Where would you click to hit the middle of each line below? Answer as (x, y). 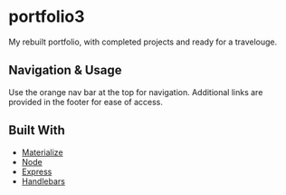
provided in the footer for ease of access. (86, 102)
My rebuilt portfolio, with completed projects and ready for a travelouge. (143, 42)
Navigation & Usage (66, 70)
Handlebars (43, 181)
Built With (37, 130)
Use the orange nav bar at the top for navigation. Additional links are (136, 92)
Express (37, 171)
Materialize (43, 152)
